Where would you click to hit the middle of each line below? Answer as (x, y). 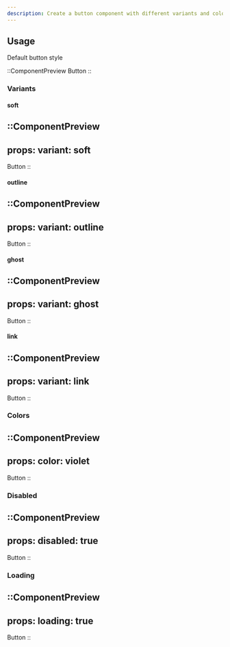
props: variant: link (48, 381)
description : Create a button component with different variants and (108, 13)
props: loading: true (50, 621)
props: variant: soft (49, 150)
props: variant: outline (55, 227)
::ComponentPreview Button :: (49, 71)
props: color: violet (49, 461)
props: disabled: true (53, 541)
